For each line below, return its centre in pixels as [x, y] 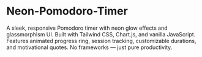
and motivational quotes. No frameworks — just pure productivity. [89, 47]
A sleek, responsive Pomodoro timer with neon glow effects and [87, 28]
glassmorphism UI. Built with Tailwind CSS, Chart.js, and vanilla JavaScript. [101, 34]
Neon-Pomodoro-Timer [67, 11]
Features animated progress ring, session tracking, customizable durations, [101, 41]
